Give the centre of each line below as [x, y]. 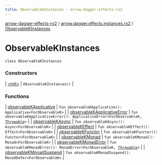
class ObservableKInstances [33, 61]
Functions [17, 96]
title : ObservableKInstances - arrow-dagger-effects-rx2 [64, 9]
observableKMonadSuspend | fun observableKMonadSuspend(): [68, 152]
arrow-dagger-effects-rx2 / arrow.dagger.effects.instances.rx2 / [69, 23]
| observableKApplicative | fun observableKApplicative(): [64, 107]
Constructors [21, 73]
